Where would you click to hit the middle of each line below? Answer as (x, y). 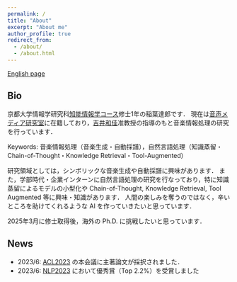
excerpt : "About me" (38, 27)
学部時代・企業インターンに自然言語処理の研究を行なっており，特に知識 (124, 179)
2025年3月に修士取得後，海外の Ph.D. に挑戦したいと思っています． (107, 221)
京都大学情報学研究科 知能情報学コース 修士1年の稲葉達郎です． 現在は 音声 (115, 113)
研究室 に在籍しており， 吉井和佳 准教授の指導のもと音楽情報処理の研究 (127, 123)
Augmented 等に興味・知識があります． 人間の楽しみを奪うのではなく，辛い (119, 197)
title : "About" (30, 21)
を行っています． (32, 131)
